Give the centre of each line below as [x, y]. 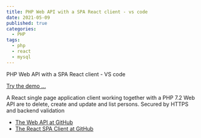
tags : [13, 40]
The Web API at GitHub [44, 122]
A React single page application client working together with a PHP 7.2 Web [101, 97]
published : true [27, 23]
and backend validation [36, 110]
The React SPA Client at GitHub [54, 128]
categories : [21, 29]
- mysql [22, 57]
